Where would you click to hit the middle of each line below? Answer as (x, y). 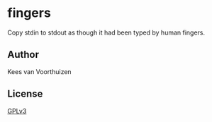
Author (23, 55)
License (25, 94)
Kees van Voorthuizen (40, 71)
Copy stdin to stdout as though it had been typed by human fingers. (106, 32)
